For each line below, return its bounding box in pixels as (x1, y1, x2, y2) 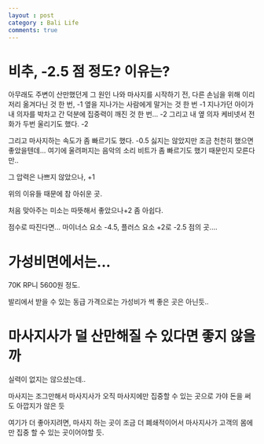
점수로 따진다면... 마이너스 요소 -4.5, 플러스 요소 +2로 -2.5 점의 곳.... (8, 222, 218, 232)
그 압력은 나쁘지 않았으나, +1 (8, 172, 96, 182)
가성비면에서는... (8, 253, 112, 271)
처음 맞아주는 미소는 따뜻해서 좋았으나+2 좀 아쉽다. (8, 206, 163, 215)
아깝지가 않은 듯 (16, 402, 65, 411)
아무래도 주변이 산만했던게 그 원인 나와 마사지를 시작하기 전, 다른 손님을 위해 (8, 90, 241, 99)
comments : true (8, 26, 58, 34)
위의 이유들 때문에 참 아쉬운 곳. (8, 189, 103, 199)
